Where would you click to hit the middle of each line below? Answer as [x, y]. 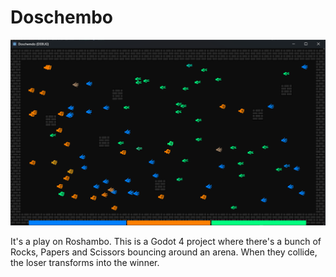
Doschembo [62, 17]
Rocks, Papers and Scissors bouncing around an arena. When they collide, [164, 252]
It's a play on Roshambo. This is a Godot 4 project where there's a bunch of [166, 241]
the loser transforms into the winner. [85, 262]
